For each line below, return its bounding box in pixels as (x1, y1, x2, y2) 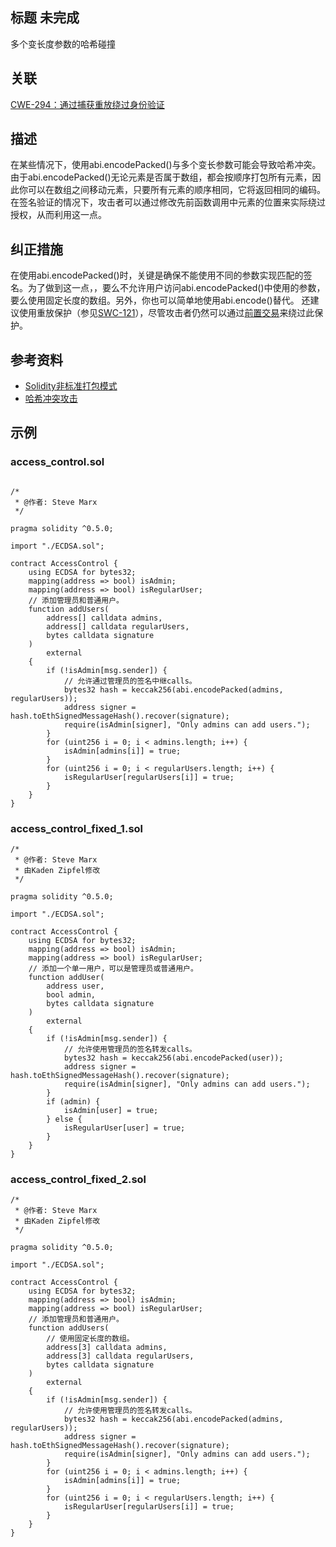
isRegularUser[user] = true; (63, 1123, 186, 1133)
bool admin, (46, 990, 97, 1000)
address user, (46, 981, 105, 992)
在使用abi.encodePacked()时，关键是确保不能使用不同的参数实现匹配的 (10, 269, 304, 282)
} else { (46, 1114, 83, 1125)
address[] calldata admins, (46, 613, 163, 623)
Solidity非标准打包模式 (24, 380, 118, 392)
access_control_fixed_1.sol (10, 821, 144, 835)
